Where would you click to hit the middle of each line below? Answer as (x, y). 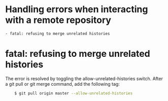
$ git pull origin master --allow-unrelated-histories (74, 93)
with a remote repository (58, 20)
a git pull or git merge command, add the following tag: (63, 84)
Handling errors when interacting (77, 9)
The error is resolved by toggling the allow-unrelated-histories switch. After (84, 78)
